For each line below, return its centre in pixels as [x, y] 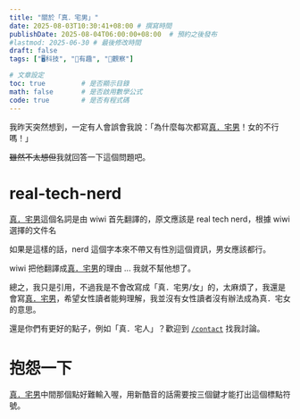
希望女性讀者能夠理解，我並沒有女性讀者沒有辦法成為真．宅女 [177, 298]
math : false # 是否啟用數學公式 [76, 92]
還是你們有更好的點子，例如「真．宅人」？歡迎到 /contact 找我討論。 [137, 329]
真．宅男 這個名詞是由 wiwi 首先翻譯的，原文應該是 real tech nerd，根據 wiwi [150, 219]
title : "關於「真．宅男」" [54, 17]
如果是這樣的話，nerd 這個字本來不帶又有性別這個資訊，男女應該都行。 [140, 249]
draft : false [33, 51]
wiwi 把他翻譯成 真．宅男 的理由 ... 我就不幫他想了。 [103, 268]
